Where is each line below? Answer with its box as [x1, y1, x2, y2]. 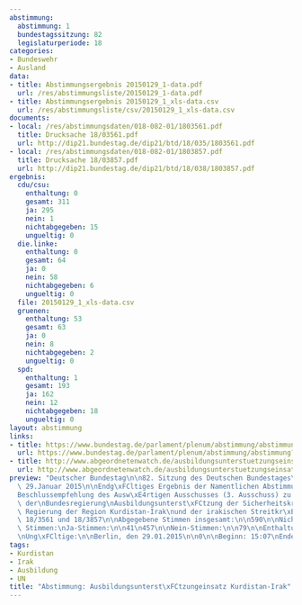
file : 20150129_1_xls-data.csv [17, 298, 135, 307]
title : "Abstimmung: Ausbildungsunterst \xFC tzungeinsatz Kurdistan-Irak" [9, 582, 292, 591]
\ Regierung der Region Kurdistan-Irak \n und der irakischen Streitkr [17, 507, 283, 516]
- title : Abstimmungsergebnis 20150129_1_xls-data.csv [9, 96, 219, 106]
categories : [9, 47, 54, 56]
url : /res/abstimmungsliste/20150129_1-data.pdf [17, 88, 203, 97]
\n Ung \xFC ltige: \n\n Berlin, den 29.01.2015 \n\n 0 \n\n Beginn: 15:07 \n [17, 532, 280, 541]
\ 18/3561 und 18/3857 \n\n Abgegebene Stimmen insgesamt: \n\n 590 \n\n [17, 515, 280, 525]
